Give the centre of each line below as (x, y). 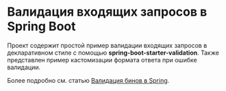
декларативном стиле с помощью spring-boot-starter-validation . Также (113, 53)
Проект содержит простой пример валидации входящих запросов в (107, 45)
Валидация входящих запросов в (107, 12)
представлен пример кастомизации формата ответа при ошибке (102, 60)
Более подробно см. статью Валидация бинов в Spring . (88, 80)
